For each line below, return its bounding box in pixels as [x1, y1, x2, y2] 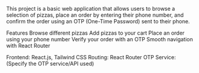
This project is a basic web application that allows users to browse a [6, 5, 176, 12]
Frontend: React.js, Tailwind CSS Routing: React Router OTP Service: [6, 54, 176, 60]
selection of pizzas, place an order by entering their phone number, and [6, 11, 184, 19]
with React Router [6, 42, 51, 49]
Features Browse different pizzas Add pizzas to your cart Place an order [6, 29, 185, 36]
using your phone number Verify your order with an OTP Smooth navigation [6, 36, 194, 42]
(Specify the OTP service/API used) [6, 60, 94, 67]
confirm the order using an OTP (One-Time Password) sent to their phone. [6, 18, 191, 25]
